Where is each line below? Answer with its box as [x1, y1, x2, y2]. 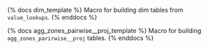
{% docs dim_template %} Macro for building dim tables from [7, 6, 184, 14]
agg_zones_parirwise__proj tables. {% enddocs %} [7, 34, 154, 42]
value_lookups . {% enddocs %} [7, 13, 98, 21]
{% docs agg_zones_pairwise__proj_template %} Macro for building [7, 27, 202, 35]
